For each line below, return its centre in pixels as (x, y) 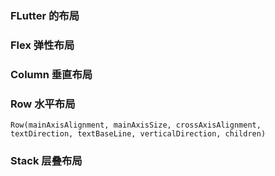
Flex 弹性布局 (42, 45)
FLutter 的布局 (45, 15)
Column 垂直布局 (51, 74)
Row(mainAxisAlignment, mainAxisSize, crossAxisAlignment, (136, 125)
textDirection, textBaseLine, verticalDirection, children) (138, 134)
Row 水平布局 (43, 104)
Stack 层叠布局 (46, 160)
